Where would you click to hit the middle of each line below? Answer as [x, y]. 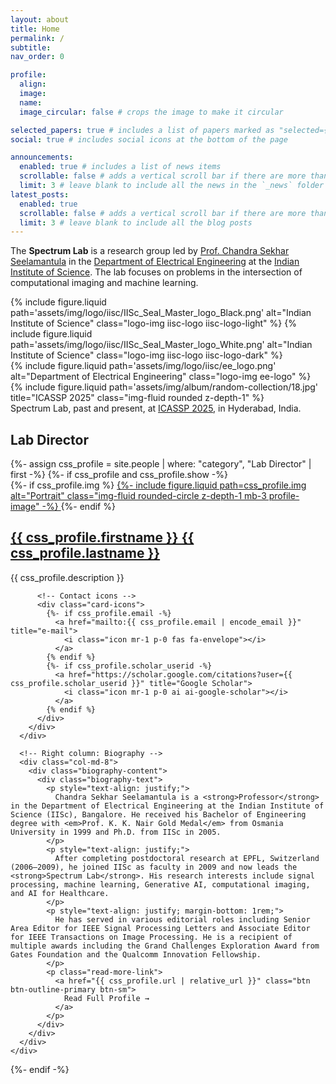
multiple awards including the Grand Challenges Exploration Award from [165, 946]
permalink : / [37, 38]
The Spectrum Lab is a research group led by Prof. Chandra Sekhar [150, 251]
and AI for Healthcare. [60, 893]
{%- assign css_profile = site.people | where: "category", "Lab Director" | [161, 464]
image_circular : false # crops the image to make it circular [151, 112]
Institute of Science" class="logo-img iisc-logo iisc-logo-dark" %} [146, 355]
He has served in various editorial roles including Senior [182, 919]
